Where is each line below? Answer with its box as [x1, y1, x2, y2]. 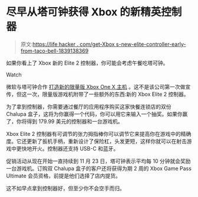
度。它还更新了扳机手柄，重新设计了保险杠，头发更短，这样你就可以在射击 [6, 138, 187, 145]
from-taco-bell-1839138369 [20, 47, 89, 54]
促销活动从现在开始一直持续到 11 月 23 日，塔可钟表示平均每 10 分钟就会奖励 [6, 157, 191, 165]
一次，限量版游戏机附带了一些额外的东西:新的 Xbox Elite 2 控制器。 [26, 91, 189, 98]
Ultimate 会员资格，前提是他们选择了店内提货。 [6, 172, 121, 179]
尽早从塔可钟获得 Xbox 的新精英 [6, 5, 161, 19]
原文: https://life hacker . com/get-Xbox [20, 41, 115, 48]
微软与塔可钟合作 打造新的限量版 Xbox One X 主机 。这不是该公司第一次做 [6, 83, 186, 90]
